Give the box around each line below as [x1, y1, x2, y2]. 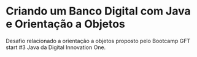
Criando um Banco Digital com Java [6, 4, 191, 18]
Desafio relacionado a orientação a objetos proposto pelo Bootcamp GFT [6, 37, 191, 44]
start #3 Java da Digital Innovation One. [6, 44, 106, 51]
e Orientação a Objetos [6, 17, 125, 31]
